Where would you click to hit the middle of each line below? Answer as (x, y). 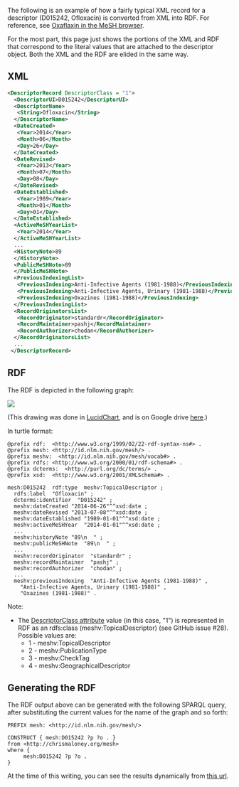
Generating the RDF (52, 688)
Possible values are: (47, 635)
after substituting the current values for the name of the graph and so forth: (118, 712)
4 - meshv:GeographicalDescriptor (79, 665)
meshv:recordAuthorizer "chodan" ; (68, 568)
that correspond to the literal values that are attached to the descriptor (111, 47)
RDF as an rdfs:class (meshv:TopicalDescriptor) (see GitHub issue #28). (123, 628)
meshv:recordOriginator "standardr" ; (73, 556)
